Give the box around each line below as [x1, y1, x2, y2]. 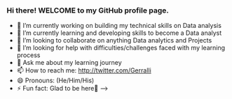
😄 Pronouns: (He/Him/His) [16, 76, 95, 85]
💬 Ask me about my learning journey [16, 59, 122, 67]
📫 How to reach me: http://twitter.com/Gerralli [16, 66, 151, 75]
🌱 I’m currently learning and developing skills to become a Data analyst [16, 29, 222, 37]
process [16, 51, 41, 59]
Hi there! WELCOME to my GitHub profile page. [6, 6, 170, 15]
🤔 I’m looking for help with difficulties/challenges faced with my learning [16, 44, 226, 52]
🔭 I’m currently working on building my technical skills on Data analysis [16, 22, 222, 30]
